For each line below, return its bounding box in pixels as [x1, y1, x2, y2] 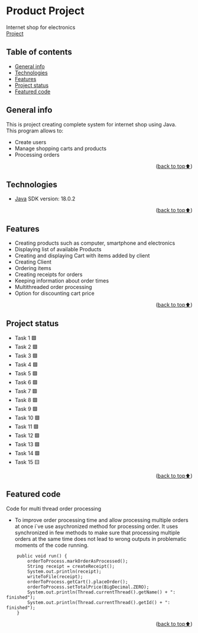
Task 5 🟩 [14, 370, 38, 376]
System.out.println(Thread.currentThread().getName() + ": [27, 589, 176, 595]
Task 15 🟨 [14, 459, 40, 465]
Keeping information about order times [14, 277, 109, 284]
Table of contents [6, 47, 72, 57]
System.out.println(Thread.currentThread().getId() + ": [27, 599, 170, 605]
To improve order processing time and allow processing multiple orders [14, 516, 189, 524]
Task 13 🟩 [14, 441, 40, 447]
